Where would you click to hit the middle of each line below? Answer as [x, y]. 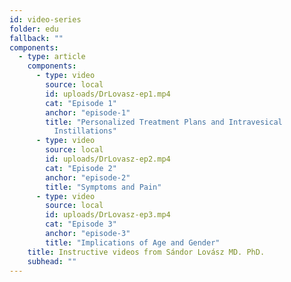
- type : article [52, 57]
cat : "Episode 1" [81, 103]
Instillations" [85, 131]
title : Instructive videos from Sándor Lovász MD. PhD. [146, 252]
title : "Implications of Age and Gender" [133, 242]
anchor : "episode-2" [88, 177]
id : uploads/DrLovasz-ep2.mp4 [108, 159]
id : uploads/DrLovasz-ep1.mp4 [108, 94]
